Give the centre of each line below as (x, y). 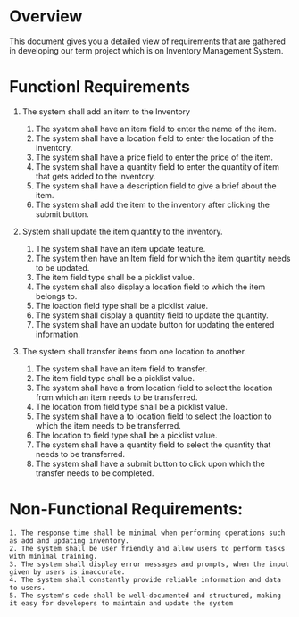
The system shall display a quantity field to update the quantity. (152, 315)
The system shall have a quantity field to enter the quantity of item (157, 166)
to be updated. (62, 267)
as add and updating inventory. (69, 541)
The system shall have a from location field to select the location (154, 388)
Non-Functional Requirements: (126, 509)
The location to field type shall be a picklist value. (126, 435)
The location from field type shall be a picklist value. (131, 406)
